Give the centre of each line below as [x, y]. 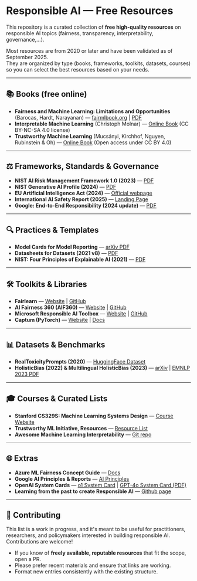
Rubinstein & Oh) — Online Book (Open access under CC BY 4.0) [93, 142]
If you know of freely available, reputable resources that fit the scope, [100, 553]
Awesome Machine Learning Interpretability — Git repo [83, 434]
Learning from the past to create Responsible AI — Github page [93, 491]
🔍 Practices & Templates [52, 230]
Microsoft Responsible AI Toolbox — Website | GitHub [81, 314]
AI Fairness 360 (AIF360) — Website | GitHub [71, 308]
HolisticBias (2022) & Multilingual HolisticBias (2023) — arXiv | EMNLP [102, 368]
